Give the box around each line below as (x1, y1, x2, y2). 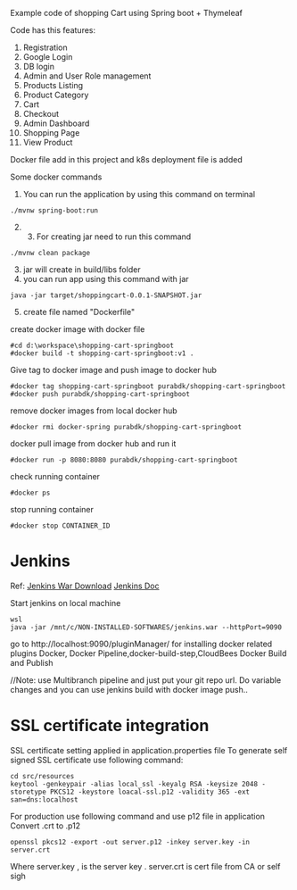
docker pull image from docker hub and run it (10, 438, 177, 449)
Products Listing (22, 80, 84, 90)
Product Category (22, 89, 89, 100)
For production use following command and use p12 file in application (10, 811, 266, 821)
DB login (22, 62, 55, 71)
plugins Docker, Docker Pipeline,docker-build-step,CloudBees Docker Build (10, 647, 287, 659)
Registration (22, 42, 68, 53)
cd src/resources (10, 771, 75, 780)
